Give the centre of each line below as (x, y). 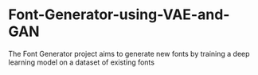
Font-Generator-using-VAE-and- (119, 15)
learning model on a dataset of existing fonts (82, 62)
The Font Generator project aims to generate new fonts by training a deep (129, 53)
